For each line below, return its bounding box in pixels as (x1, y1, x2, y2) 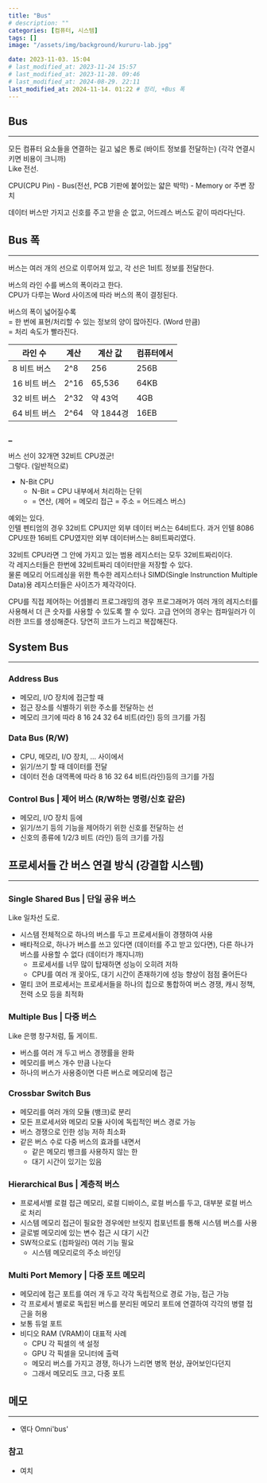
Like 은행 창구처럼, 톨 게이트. (8, 1031, 98, 1040)
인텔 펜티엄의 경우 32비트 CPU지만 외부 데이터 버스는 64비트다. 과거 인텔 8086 (8, 523, 254, 533)
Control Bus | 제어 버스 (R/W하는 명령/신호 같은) (8, 793, 185, 804)
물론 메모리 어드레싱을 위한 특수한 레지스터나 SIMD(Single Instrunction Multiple (8, 570, 258, 580)
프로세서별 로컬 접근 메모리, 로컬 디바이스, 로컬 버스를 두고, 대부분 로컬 (19, 1198, 238, 1208)
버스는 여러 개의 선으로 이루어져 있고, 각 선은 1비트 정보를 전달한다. (8, 263, 215, 273)
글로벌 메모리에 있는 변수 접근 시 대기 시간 (19, 1228, 149, 1237)
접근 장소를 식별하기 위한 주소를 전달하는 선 (19, 702, 154, 712)
